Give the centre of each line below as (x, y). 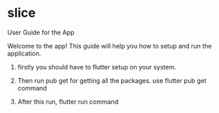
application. (24, 53)
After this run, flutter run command (68, 101)
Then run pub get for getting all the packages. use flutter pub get (112, 80)
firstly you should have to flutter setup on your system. (97, 67)
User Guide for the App (41, 32)
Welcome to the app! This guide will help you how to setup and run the (110, 46)
